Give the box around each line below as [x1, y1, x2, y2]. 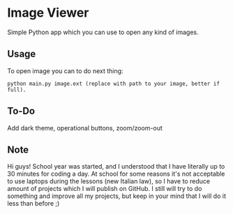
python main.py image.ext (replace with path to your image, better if [7, 80, 220, 87]
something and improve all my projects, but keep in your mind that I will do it [7, 192, 227, 200]
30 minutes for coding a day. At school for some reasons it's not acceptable [7, 169, 225, 178]
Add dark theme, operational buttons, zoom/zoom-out [7, 123, 163, 132]
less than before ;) [7, 199, 60, 208]
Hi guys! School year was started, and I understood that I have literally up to [7, 162, 225, 171]
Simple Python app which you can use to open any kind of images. [7, 28, 199, 36]
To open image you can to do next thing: [7, 66, 123, 75]
